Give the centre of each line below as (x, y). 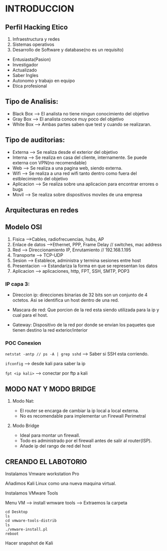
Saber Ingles (25, 75)
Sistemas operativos (33, 44)
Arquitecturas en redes (42, 210)
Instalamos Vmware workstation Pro (42, 474)
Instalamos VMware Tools (32, 493)
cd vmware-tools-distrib (31, 521)
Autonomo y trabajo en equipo (44, 81)
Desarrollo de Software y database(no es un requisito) (68, 50)
